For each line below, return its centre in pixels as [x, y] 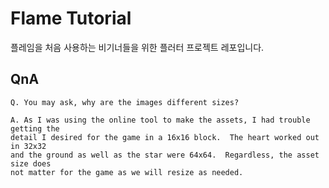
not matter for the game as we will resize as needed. [127, 172]
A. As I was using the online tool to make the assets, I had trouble [160, 120]
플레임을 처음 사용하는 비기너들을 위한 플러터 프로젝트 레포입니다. [137, 47]
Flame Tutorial [71, 18]
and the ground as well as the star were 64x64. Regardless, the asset [165, 155]
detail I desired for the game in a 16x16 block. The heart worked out [165, 137]
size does [31, 163]
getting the [35, 128]
